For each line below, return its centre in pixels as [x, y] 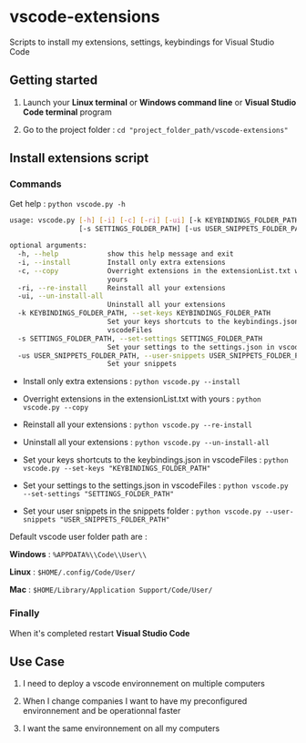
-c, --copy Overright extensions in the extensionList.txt [154, 270]
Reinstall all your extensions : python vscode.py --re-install [138, 424]
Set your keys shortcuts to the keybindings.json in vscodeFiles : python [155, 460]
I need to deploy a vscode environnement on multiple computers [144, 684]
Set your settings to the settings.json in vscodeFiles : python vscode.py [155, 485]
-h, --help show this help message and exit [126, 254]
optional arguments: [49, 246]
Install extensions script [79, 158]
